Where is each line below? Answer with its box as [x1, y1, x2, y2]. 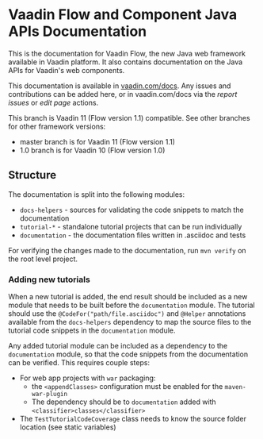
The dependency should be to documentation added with [31, 397, 216, 406]
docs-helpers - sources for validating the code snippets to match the [19, 205, 244, 214]
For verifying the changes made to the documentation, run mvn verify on [8, 245, 247, 255]
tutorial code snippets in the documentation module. [8, 325, 176, 335]
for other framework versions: [8, 121, 106, 131]
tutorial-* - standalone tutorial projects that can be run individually [19, 221, 242, 231]
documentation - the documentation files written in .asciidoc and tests [19, 230, 246, 240]
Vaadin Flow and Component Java [8, 6, 238, 24]
